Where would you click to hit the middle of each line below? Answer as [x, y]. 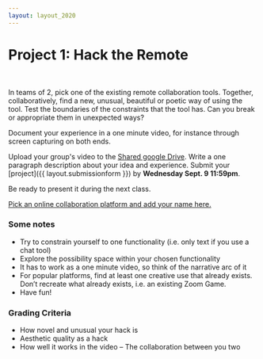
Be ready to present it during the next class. [80, 189]
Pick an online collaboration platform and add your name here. [110, 204]
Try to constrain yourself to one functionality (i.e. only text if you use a [134, 242]
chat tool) [35, 250]
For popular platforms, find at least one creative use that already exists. [136, 275]
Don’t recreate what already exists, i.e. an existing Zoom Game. [123, 284]
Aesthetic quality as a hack [64, 338]
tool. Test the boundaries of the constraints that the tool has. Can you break [131, 109]
